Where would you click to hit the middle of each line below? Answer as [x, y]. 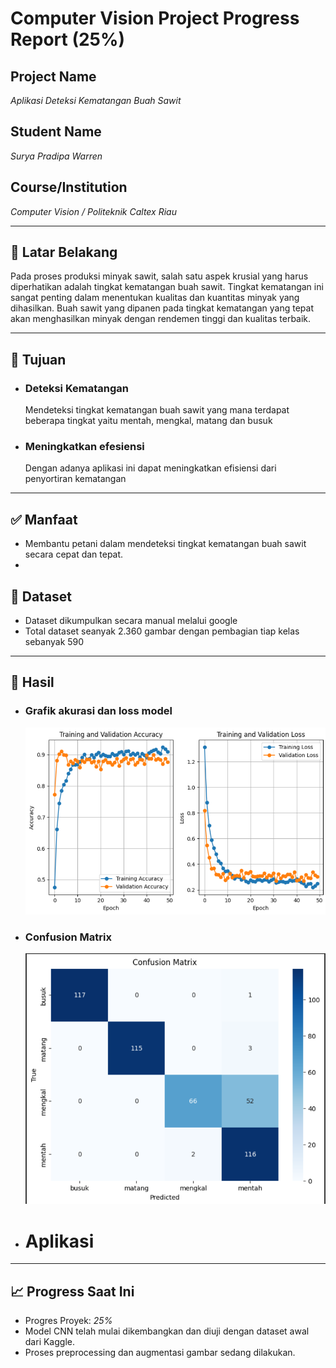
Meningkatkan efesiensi [84, 447]
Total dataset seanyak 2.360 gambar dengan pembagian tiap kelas [162, 631]
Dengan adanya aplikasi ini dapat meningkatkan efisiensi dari [150, 468]
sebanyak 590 [54, 642]
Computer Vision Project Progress [155, 18]
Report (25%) [67, 39]
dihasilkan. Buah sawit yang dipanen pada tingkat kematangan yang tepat [162, 308]
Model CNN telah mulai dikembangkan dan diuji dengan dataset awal [167, 1331]
